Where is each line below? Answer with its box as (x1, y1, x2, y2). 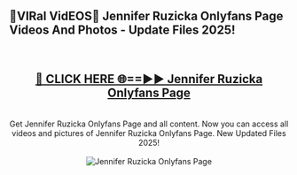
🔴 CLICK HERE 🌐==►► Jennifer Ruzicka (35, 72, 263, 87)
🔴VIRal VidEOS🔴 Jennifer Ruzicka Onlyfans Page (9, 9, 284, 24)
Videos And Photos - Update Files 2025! (9, 23, 236, 38)
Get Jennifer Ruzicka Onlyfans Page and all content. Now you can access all (9, 118, 289, 129)
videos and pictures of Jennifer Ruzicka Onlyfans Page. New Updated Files (12, 127, 286, 138)
